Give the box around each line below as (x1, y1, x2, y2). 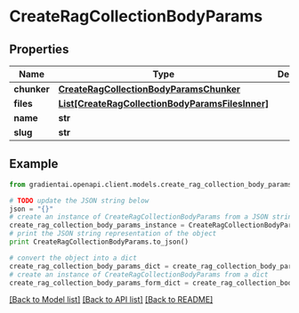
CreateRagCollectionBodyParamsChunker (58, 83, 241, 95)
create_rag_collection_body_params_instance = (9, 221, 185, 230)
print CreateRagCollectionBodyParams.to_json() (9, 237, 190, 246)
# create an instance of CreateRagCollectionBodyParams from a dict (9, 269, 269, 279)
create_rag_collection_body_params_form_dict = (9, 278, 190, 287)
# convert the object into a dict (9, 253, 138, 262)
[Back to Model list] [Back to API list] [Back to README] (9, 294, 214, 305)
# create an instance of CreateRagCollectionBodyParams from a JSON (9, 213, 269, 221)
